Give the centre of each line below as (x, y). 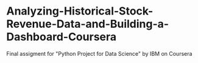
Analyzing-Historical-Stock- (80, 11)
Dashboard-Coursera (62, 37)
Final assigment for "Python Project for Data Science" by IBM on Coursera (99, 53)
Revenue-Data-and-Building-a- (88, 24)
